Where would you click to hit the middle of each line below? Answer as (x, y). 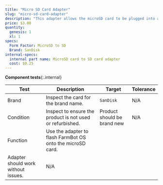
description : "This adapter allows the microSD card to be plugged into (80, 18)
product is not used (68, 118)
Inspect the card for (68, 97)
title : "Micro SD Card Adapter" (38, 9)
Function (17, 140)
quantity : (15, 28)
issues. (16, 176)
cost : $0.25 (22, 63)
